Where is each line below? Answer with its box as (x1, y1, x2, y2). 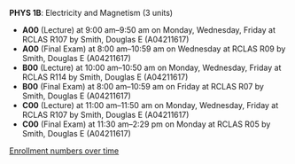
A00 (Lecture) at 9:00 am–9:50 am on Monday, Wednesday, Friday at (21, 25, 276, 35)
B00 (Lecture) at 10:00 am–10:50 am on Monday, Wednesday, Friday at (21, 62, 282, 73)
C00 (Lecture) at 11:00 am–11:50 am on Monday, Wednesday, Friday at (21, 100, 279, 110)
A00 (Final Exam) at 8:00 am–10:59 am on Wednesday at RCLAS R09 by (21, 43, 286, 54)
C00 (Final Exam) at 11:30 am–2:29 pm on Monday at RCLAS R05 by (21, 119, 271, 129)
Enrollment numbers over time (9, 145, 120, 156)
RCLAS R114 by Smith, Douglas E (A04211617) (21, 72, 189, 82)
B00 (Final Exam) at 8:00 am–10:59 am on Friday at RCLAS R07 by (21, 82, 264, 91)
